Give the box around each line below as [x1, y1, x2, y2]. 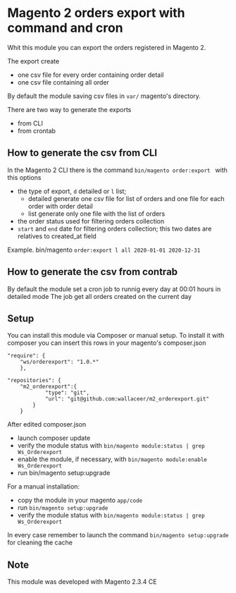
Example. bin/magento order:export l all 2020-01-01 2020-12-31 [7, 245, 201, 254]
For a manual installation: [7, 482, 80, 491]
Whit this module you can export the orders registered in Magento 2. [7, 43, 206, 51]
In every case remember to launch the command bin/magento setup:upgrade [7, 531, 229, 539]
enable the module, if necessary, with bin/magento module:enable [17, 455, 208, 463]
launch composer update [17, 434, 91, 442]
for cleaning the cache [7, 538, 73, 547]
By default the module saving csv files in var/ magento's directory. [7, 92, 201, 100]
